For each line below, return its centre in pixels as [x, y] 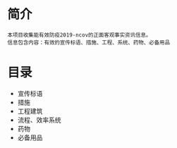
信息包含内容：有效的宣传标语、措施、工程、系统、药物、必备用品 [89, 42]
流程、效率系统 [39, 120]
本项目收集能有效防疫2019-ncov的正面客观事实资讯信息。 [79, 35]
